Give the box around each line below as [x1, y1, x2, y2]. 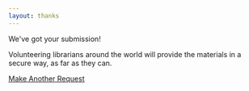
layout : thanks [8, 11, 60, 20]
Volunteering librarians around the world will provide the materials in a [8, 49, 242, 59]
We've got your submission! [8, 34, 101, 43]
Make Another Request [8, 73, 85, 83]
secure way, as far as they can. [8, 58, 112, 68]
